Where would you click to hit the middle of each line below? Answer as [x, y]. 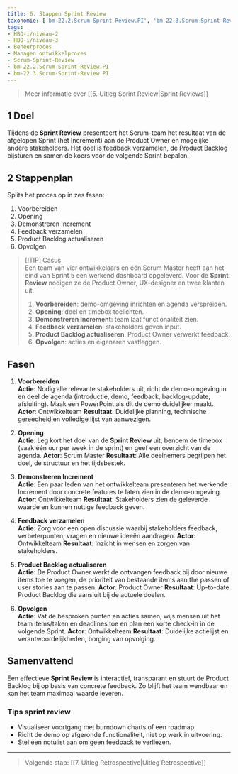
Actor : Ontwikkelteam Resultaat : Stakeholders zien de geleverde [113, 499]
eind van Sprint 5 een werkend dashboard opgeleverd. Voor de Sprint [126, 276]
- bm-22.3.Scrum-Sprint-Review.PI [58, 73]
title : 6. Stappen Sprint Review [57, 14]
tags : [15, 27]
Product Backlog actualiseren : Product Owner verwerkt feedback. [133, 334]
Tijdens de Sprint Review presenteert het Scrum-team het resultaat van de [117, 133]
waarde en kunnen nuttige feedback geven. [81, 507]
